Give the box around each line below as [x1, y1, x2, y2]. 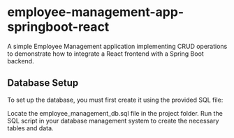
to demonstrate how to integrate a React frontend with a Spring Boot [7, 49, 204, 58]
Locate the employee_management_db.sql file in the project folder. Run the [7, 109, 224, 117]
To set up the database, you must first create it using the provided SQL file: [7, 95, 224, 104]
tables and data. [7, 123, 54, 132]
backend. [7, 56, 34, 65]
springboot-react [7, 19, 110, 35]
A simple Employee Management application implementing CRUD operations [7, 42, 228, 50]
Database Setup [7, 77, 79, 89]
